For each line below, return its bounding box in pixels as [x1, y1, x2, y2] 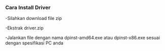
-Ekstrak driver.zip [5, 25, 44, 31]
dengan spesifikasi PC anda [5, 40, 64, 46]
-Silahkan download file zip [5, 15, 62, 21]
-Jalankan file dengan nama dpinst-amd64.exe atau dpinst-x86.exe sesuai [5, 34, 160, 41]
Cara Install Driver [5, 4, 51, 11]
